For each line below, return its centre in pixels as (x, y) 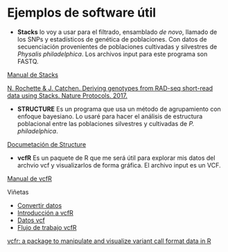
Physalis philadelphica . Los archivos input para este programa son (112, 54)
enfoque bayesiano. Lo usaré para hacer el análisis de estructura (110, 116)
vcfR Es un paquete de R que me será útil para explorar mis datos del (116, 158)
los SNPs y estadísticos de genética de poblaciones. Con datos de (112, 39)
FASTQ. (28, 61)
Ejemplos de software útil (82, 13)
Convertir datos (40, 205)
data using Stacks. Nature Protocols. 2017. (68, 96)
